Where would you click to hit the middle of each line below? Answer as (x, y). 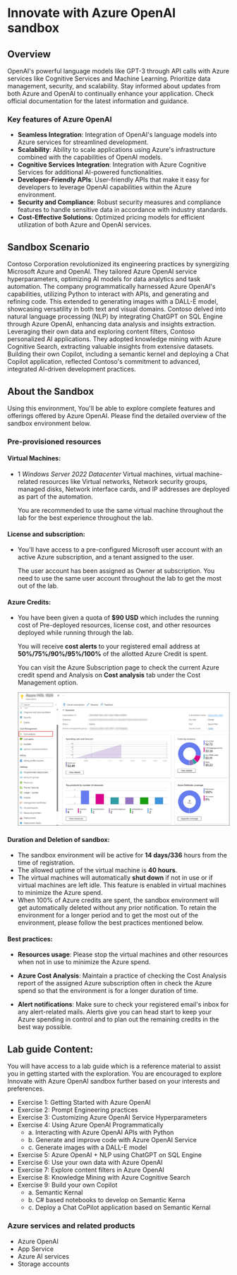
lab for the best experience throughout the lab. (85, 518)
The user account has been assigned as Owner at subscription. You (116, 571)
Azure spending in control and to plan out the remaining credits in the (118, 1019)
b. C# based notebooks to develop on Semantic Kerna (107, 1200)
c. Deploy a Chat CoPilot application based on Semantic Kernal (119, 1208)
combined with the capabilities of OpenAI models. (90, 158)
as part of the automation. (55, 497)
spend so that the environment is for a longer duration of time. (108, 991)
